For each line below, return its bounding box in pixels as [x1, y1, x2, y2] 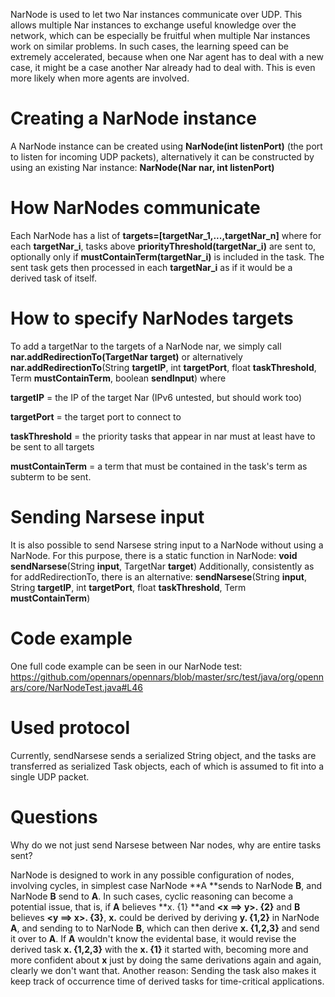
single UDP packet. [10, 770, 90, 783]
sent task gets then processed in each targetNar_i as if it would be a [10, 261, 293, 273]
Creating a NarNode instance [10, 107, 257, 130]
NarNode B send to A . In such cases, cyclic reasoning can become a [10, 890, 294, 902]
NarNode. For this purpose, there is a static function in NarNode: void [10, 549, 298, 561]
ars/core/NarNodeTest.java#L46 [10, 681, 144, 693]
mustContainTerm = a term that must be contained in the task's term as [10, 460, 308, 472]
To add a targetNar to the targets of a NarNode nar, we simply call [10, 340, 282, 352]
